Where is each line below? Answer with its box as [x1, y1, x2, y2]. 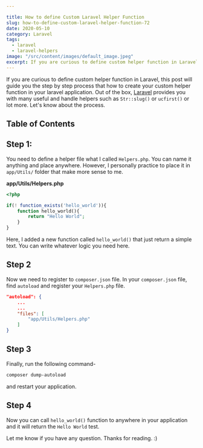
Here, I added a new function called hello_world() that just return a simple [6, 236, 192, 243]
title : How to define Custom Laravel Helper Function [6, 14, 145, 20]
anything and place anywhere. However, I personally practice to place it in [6, 161, 190, 169]
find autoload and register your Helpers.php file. [6, 282, 125, 289]
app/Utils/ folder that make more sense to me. [6, 168, 124, 175]
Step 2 [6, 260, 31, 270]
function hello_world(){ [17, 208, 80, 214]
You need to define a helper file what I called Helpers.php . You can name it [6, 155, 192, 162]
